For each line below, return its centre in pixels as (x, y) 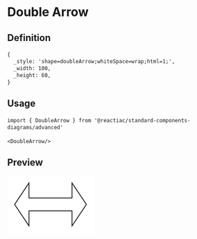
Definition (29, 38)
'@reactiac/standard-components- (142, 120)
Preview (25, 163)
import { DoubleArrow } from (49, 120)
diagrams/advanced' (35, 127)
